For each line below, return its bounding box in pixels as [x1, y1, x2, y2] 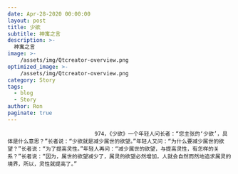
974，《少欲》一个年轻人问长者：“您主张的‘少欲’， [94, 130, 223, 137]
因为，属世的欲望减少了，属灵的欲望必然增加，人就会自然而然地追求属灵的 [45, 153, 232, 160]
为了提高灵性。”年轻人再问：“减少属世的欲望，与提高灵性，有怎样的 [45, 145, 214, 153]
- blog [14, 89, 33, 97]
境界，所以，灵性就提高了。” [7, 161, 77, 168]
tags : [7, 83, 24, 90]
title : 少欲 [7, 23, 41, 31]
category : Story [7, 76, 56, 84]
